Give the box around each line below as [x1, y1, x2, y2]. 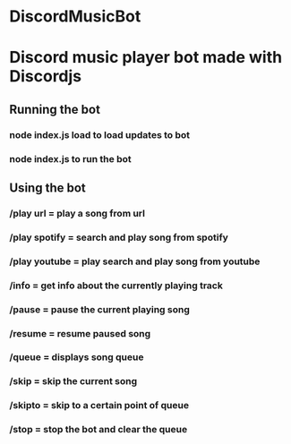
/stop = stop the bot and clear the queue [9, 423, 188, 436]
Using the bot [9, 181, 87, 195]
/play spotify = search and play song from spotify [9, 231, 228, 243]
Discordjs [9, 66, 82, 87]
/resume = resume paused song [9, 327, 151, 339]
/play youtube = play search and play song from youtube [9, 255, 261, 268]
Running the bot [9, 101, 101, 117]
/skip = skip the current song [9, 375, 138, 388]
